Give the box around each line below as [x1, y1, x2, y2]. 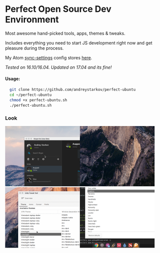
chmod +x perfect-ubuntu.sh [9, 97, 68, 102]
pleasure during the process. [5, 45, 64, 51]
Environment [5, 14, 59, 25]
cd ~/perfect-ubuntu [9, 92, 52, 97]
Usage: [5, 76, 21, 82]
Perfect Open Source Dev [5, 3, 112, 15]
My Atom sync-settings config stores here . [5, 54, 92, 60]
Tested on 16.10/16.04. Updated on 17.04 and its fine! [5, 64, 112, 70]
